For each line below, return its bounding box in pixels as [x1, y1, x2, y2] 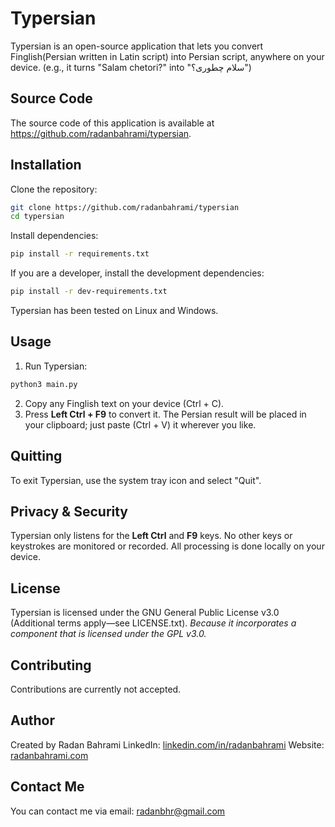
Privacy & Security [10, 503, 129, 520]
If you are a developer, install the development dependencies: [10, 267, 265, 279]
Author [10, 712, 55, 729]
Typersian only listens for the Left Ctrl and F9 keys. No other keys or [10, 530, 293, 542]
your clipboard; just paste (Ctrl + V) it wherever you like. [24, 418, 257, 431]
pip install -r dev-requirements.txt [10, 287, 168, 297]
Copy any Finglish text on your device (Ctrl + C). [24, 397, 225, 409]
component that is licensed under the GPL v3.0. [10, 628, 207, 640]
